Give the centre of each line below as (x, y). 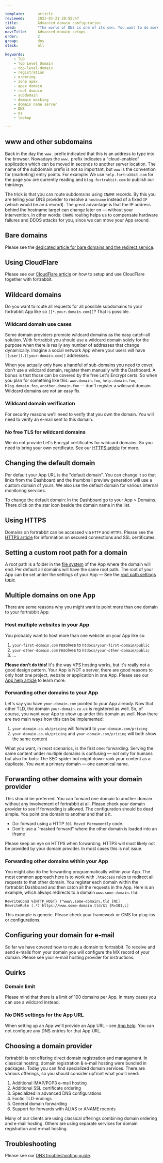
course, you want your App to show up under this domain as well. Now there (81, 714)
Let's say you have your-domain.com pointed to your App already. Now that (79, 703)
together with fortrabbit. (29, 279)
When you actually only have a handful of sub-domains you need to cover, (79, 365)
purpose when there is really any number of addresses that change (72, 345)
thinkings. (15, 185)
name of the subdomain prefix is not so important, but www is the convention (81, 169)
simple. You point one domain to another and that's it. (58, 814)
